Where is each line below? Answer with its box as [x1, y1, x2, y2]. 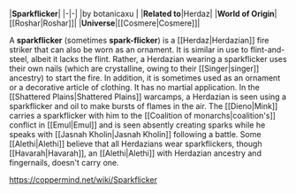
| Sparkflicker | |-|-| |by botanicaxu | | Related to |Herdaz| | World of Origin [9, 9, 276, 19]
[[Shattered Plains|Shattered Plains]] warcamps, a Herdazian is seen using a [9, 91, 287, 102]
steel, [9, 54, 29, 64]
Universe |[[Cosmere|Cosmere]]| [80, 18, 201, 28]
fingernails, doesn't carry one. [9, 158, 119, 167]
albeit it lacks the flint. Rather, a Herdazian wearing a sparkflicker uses [30, 54, 287, 64]
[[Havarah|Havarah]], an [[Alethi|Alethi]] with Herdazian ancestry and [9, 148, 262, 159]
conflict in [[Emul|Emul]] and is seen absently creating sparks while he [9, 120, 266, 130]
